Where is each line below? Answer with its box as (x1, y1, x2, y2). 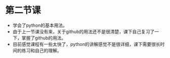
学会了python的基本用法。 (12, 22, 67, 28)
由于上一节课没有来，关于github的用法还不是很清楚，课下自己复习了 (12, 28, 155, 34)
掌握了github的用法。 (21, 35, 66, 41)
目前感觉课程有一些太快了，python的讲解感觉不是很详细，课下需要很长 (12, 41, 160, 47)
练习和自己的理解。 (21, 47, 62, 53)
